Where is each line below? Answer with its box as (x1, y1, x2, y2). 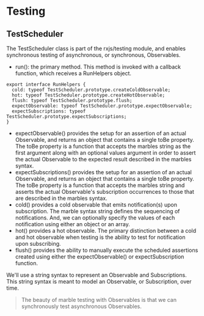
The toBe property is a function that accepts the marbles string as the (15, 142, 191, 150)
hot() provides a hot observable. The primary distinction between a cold (15, 227, 197, 234)
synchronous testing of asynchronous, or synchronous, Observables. (6, 51, 181, 59)
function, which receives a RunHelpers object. (15, 70, 132, 77)
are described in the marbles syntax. (15, 194, 108, 202)
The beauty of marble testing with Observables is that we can (21, 296, 177, 303)
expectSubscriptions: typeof (12, 108, 86, 114)
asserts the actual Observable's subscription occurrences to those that (15, 188, 194, 195)
